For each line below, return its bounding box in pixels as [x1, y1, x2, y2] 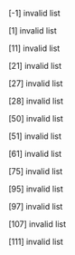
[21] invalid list [8, 61, 62, 71]
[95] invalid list [8, 183, 64, 194]
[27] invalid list [8, 78, 63, 89]
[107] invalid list [8, 219, 67, 230]
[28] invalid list [8, 95, 64, 106]
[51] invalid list [8, 131, 62, 142]
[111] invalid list [8, 236, 64, 247]
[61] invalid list [8, 149, 62, 159]
